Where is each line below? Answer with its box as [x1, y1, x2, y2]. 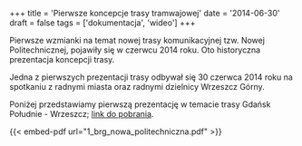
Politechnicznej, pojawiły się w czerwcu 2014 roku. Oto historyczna [9, 44, 261, 55]
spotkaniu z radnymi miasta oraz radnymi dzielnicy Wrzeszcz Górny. [9, 82, 265, 92]
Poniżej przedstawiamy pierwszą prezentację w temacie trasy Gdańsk [9, 99, 271, 110]
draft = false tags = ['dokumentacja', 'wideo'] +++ [9, 17, 196, 28]
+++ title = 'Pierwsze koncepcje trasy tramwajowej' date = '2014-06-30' [9, 8, 280, 18]
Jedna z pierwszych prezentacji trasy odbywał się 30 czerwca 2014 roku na [9, 72, 293, 83]
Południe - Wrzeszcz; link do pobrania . [9, 109, 154, 119]
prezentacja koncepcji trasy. [9, 54, 115, 64]
